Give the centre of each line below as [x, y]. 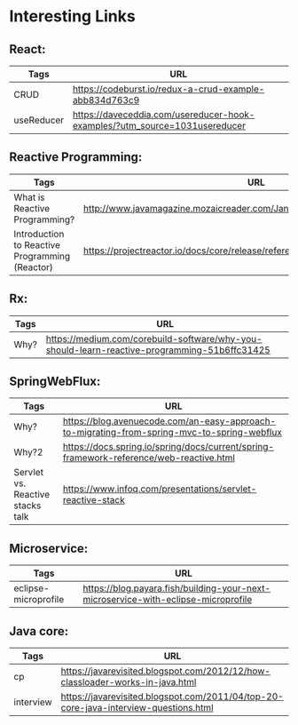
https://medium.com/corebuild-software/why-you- [154, 339]
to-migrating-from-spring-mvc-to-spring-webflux [172, 433]
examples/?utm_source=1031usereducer [159, 126]
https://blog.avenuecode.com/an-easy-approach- [169, 421]
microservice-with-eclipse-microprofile [168, 600]
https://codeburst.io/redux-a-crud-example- [169, 89]
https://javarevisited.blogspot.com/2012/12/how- [165, 671]
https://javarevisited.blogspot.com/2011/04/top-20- [172, 697]
